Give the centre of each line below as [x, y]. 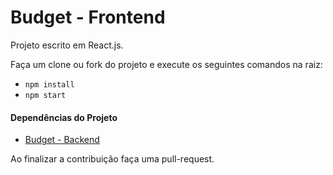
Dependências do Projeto [64, 117]
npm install [49, 84]
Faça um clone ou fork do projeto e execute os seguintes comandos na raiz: [166, 64]
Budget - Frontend [88, 17]
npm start [45, 95]
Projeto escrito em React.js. [67, 45]
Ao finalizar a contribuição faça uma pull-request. [112, 159]
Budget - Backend [62, 140]
